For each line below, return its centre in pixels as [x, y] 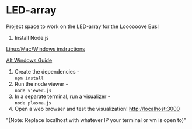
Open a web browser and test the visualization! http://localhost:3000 [97, 109]
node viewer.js [33, 90]
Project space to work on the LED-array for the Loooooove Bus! [83, 26]
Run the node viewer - [41, 84]
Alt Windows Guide [29, 60]
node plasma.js [33, 103]
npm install [29, 78]
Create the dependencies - [47, 71]
